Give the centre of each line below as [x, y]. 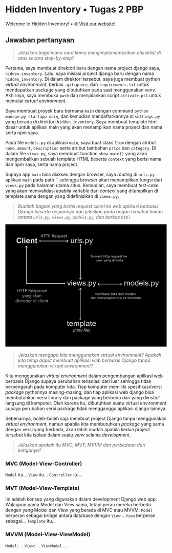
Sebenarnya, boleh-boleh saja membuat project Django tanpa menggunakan [86, 418]
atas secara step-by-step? [46, 58]
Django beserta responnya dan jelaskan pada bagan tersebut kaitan [90, 211]
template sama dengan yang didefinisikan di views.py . [62, 196]
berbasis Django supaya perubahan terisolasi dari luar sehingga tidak [78, 381]
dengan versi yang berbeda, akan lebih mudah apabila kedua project [78, 429]
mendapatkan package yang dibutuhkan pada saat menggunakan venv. [81, 90]
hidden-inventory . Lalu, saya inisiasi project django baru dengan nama [80, 73]
